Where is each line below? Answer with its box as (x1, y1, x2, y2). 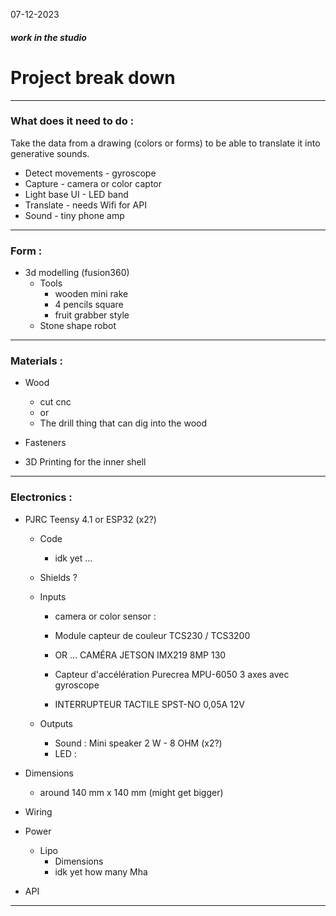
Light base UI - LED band (24, 188, 129, 200)
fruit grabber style (54, 309, 130, 321)
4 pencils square (54, 299, 124, 311)
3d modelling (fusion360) (24, 267, 130, 279)
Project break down (10, 66, 176, 89)
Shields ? (39, 571, 78, 583)
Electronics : (10, 490, 73, 504)
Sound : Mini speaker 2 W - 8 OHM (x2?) (54, 737, 223, 749)
